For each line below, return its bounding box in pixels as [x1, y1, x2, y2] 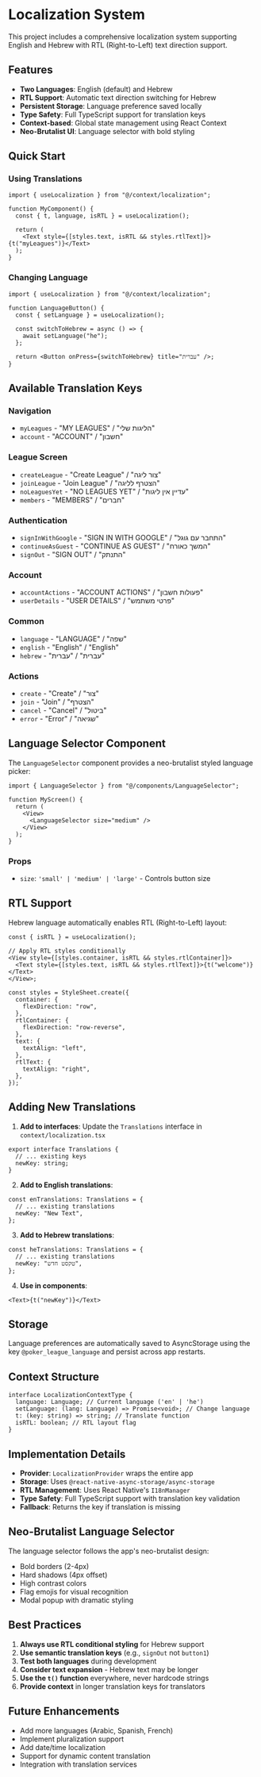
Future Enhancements [8, 1705, 121, 1718]
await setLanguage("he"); [22, 332, 109, 340]
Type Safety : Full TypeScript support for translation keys [19, 110, 206, 119]
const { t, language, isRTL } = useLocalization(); [15, 212, 190, 220]
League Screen [8, 452, 68, 463]
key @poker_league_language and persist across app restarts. [8, 1347, 206, 1356]
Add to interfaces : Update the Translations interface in [19, 1121, 202, 1131]
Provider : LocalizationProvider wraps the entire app [19, 1468, 194, 1478]
